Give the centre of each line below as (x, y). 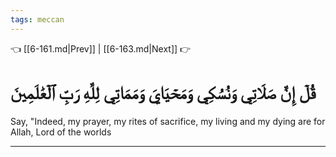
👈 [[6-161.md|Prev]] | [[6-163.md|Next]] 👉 (101, 48)
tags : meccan (37, 19)
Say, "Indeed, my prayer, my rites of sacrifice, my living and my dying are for (168, 121)
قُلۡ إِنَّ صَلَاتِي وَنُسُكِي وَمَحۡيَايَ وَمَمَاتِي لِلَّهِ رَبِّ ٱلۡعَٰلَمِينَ (163, 92)
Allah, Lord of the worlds (61, 132)
